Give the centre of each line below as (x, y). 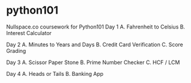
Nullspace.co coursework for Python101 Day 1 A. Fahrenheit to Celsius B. (96, 27)
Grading (16, 50)
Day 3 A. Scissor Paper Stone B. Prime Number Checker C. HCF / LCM (93, 62)
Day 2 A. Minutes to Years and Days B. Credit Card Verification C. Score (95, 44)
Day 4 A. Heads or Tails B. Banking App (55, 74)
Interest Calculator (29, 33)
